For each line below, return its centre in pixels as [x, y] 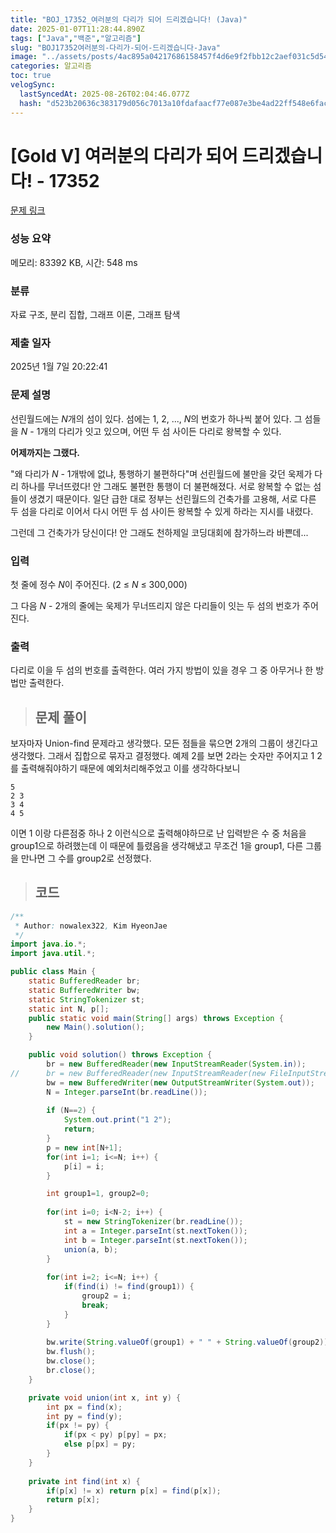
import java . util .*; [53, 954]
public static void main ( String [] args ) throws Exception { [156, 1018]
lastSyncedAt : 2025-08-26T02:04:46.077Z [104, 94]
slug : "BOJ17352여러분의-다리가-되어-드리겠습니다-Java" [115, 47]
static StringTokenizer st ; [86, 999]
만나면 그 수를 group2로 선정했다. [86, 858]
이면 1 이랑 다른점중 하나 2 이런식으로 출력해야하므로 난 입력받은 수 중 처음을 [158, 833]
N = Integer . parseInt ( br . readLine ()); [127, 1092]
